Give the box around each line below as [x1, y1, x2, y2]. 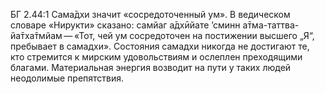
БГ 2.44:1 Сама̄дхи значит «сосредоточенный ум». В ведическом [10, 9, 291, 20]
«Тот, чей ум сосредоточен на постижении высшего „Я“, [73, 30, 315, 41]
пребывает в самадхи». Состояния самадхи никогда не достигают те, [10, 40, 310, 52]
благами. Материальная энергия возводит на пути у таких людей [10, 62, 292, 73]
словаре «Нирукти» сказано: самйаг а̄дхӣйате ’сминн [10, 19, 241, 31]
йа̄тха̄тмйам [10, 30, 63, 41]
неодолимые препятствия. [10, 72, 125, 84]
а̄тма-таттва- [242, 19, 300, 31]
